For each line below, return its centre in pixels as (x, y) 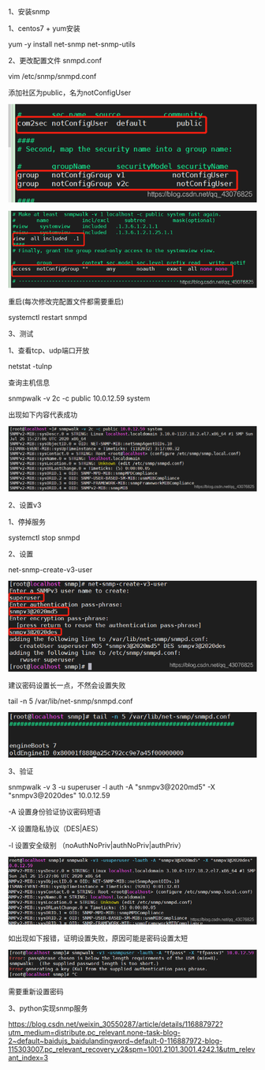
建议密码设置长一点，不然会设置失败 (67, 685)
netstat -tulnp (30, 367)
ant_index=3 (28, 1058)
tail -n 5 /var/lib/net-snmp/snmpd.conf (71, 701)
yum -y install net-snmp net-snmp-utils (72, 44)
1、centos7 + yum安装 (44, 28)
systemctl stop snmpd (44, 538)
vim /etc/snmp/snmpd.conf (52, 76)
